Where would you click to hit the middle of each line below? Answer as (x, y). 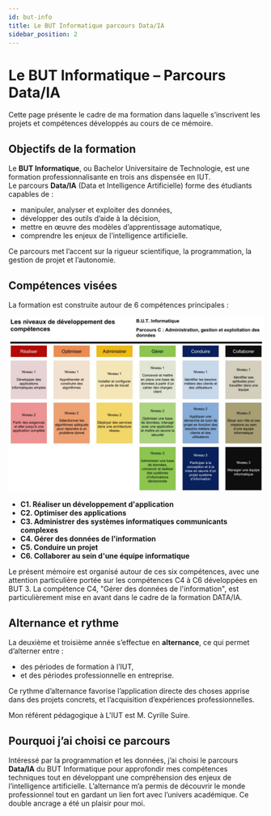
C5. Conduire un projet (59, 547)
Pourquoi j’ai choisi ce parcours (89, 741)
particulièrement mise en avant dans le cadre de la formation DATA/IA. (125, 597)
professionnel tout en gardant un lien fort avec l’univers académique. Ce (129, 795)
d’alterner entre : (36, 651)
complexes (39, 530)
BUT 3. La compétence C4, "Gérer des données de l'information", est (124, 589)
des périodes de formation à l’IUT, (77, 667)
